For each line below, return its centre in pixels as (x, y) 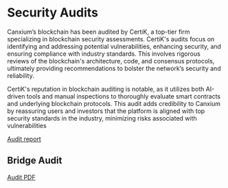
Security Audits (53, 13)
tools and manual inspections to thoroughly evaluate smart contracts (124, 96)
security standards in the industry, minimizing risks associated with (102, 118)
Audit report (24, 138)
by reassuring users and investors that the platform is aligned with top (106, 111)
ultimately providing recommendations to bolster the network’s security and (114, 68)
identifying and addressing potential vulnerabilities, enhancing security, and (114, 46)
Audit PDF (21, 177)
